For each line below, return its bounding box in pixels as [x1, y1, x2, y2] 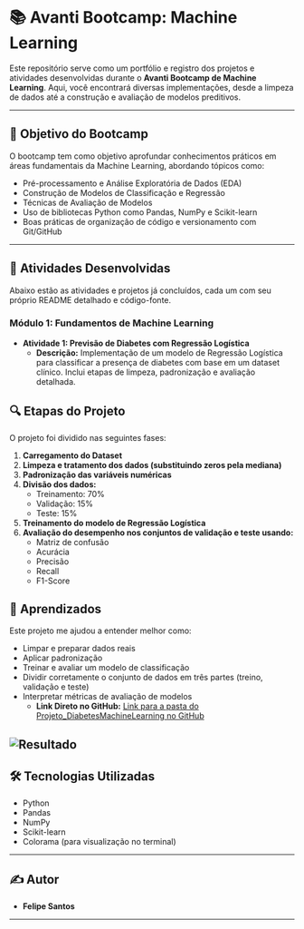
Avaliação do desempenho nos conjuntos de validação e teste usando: [22, 527, 294, 538]
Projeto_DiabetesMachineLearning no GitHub [35, 710, 205, 721]
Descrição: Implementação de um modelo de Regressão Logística [35, 347, 283, 358]
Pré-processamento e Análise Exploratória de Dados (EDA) [22, 178, 242, 189]
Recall [35, 565, 60, 576]
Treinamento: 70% [35, 488, 106, 499]
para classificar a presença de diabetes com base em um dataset [35, 357, 280, 367]
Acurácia [35, 546, 70, 557]
